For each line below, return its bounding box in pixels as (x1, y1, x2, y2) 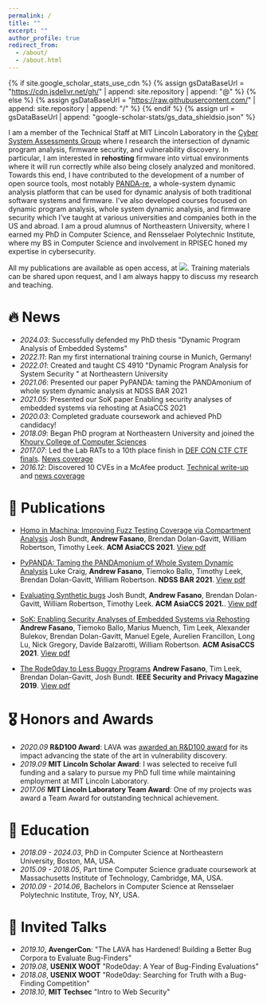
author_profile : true (8, 34, 80, 42)
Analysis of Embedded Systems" (19, 343, 128, 353)
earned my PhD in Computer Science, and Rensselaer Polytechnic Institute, (8, 229, 256, 239)
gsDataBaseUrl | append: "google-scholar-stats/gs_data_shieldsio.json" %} (8, 112, 257, 122)
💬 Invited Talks (8, 918, 108, 936)
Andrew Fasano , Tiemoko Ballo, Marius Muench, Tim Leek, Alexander (19, 623, 250, 632)
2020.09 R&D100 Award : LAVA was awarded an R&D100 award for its (19, 742, 249, 751)
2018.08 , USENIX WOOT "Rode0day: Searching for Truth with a (19, 970, 229, 979)
